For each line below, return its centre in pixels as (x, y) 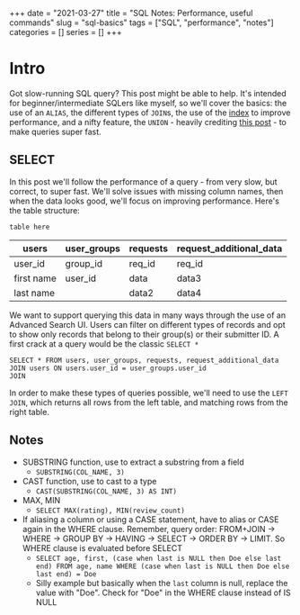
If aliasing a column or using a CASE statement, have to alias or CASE (150, 519)
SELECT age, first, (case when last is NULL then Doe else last (159, 558)
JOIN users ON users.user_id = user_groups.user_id (108, 368)
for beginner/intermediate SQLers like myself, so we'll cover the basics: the (148, 103)
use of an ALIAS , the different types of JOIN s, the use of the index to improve (150, 113)
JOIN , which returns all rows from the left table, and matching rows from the (149, 402)
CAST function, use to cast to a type (89, 481)
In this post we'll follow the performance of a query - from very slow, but (143, 181)
